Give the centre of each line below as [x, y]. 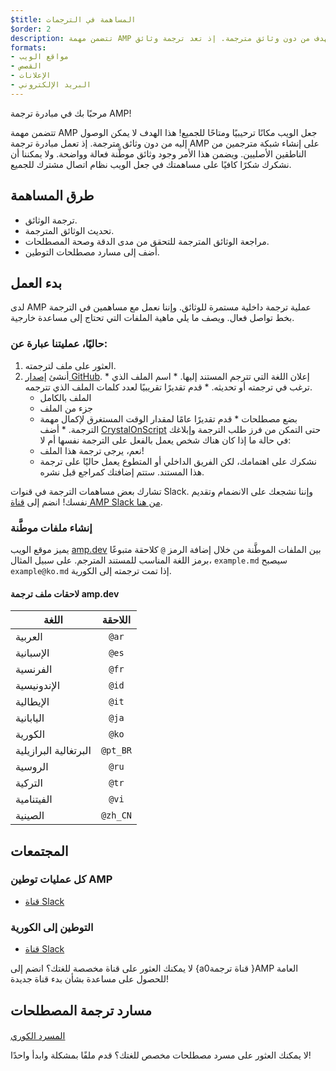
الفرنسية [34, 669]
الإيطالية [32, 702]
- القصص [26, 66]
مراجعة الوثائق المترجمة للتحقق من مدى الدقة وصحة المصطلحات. [147, 241]
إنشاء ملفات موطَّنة [51, 528]
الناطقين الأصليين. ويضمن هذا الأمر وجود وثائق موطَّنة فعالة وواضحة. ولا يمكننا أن [158, 153]
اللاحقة [116, 620]
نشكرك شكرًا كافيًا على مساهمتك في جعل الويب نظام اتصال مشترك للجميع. [151, 164]
